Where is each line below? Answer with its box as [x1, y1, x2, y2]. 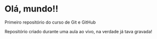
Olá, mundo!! [4, 3, 58, 14]
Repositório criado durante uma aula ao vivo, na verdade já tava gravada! [4, 28, 153, 34]
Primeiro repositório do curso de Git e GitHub [4, 19, 96, 25]
